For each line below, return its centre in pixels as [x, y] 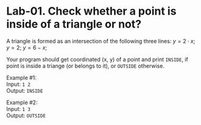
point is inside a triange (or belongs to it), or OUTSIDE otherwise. [85, 66]
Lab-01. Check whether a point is [91, 11]
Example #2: [22, 102]
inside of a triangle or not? [74, 24]
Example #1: [21, 77]
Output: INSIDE [25, 90]
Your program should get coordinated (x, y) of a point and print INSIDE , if [97, 59]
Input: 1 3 [18, 109]
